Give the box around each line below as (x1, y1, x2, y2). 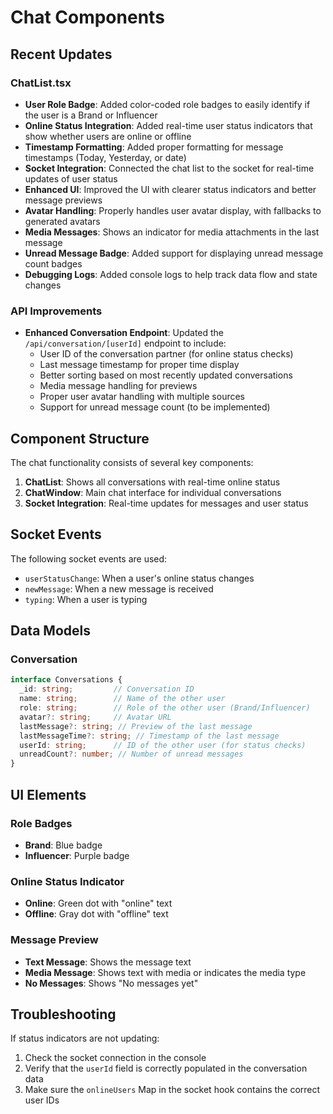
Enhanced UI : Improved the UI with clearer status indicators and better (24, 183, 317, 195)
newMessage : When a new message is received (24, 582, 214, 595)
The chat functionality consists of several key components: (10, 456, 254, 468)
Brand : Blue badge (24, 839, 103, 851)
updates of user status (24, 172, 118, 185)
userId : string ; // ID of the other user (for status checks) (19, 740, 307, 750)
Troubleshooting (10, 1006, 117, 1023)
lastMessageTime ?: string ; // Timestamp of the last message (19, 731, 280, 741)
